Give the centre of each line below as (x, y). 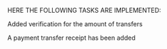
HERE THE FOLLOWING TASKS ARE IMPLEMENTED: (85, 10)
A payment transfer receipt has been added (71, 38)
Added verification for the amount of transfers (75, 24)
